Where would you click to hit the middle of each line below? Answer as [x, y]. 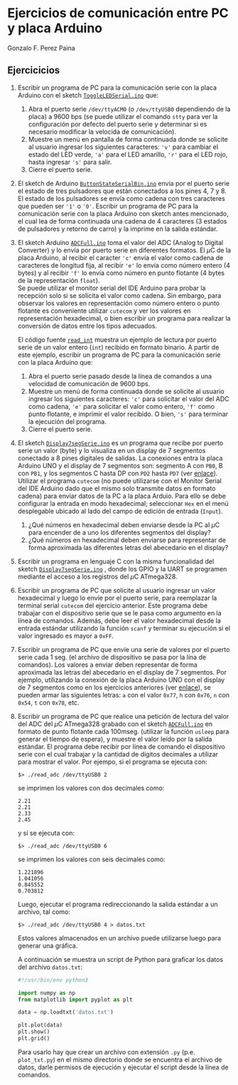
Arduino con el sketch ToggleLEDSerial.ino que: [88, 95]
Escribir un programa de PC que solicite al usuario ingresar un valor [117, 590]
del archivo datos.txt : [50, 967]
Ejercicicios [34, 70]
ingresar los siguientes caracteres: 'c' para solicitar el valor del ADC [129, 399]
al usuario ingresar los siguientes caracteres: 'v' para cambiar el [123, 147]
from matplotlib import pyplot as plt [75, 1000]
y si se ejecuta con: [46, 833]
